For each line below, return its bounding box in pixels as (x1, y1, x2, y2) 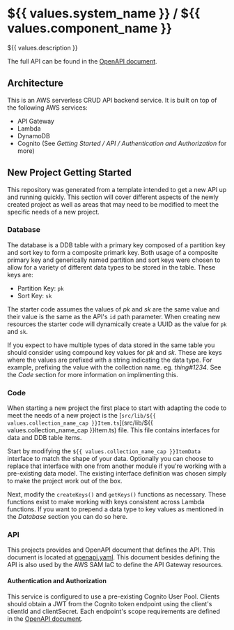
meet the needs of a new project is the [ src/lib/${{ (7, 411, 157, 420)
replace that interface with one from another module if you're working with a (7, 462, 226, 470)
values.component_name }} (7, 20, 173, 36)
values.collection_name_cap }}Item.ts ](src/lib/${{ (7, 418, 153, 427)
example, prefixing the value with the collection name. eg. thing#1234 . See (7, 362, 221, 372)
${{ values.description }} (7, 43, 78, 52)
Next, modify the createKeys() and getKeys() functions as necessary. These (7, 490, 226, 499)
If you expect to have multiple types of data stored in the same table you (7, 341, 215, 349)
